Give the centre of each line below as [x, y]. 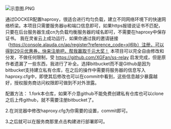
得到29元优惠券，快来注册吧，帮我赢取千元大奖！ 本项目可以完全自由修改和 [85, 51]
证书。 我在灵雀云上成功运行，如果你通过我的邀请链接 [62, 38]
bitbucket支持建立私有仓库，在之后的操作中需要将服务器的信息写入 [76, 70]
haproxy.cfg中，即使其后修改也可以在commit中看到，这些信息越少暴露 [79, 76]
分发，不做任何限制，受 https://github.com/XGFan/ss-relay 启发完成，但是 [83, 57]
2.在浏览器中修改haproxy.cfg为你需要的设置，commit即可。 [68, 111]
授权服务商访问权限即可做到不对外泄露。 [57, 83]
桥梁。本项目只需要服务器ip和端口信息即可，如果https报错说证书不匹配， [86, 26]
